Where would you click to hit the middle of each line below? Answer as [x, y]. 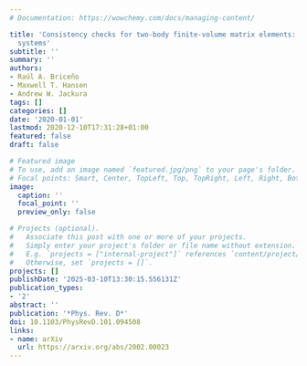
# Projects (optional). [55, 229]
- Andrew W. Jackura [49, 94]
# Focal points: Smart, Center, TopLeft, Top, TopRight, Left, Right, [147, 178]
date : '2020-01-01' [47, 120]
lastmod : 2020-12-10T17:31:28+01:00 [79, 128]
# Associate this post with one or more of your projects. [128, 237]
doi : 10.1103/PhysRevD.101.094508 [75, 322]
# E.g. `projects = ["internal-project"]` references [118, 254]
